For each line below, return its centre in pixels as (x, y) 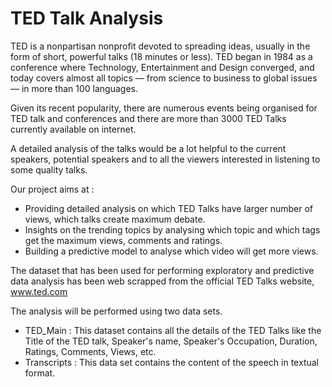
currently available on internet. (73, 129)
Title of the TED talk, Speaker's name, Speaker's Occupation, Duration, (171, 341)
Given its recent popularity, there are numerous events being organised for (164, 108)
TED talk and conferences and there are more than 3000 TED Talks (148, 118)
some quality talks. (49, 169)
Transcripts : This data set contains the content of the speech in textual (171, 362)
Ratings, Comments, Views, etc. (90, 351)
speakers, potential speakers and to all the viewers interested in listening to (165, 159)
